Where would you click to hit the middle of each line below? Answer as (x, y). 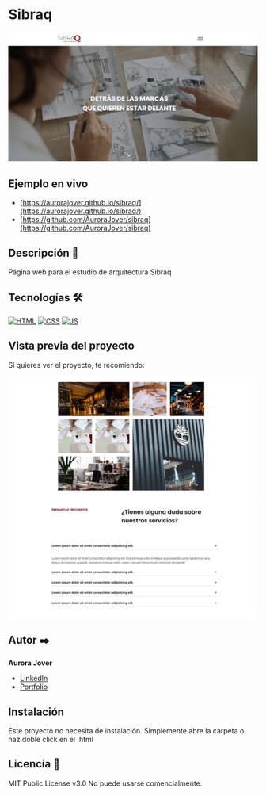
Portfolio (34, 687)
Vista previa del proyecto (71, 346)
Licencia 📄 (34, 764)
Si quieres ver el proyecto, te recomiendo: (76, 365)
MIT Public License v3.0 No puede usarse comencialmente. (105, 783)
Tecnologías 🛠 (46, 298)
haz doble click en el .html (51, 739)
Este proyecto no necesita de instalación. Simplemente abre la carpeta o (126, 731)
